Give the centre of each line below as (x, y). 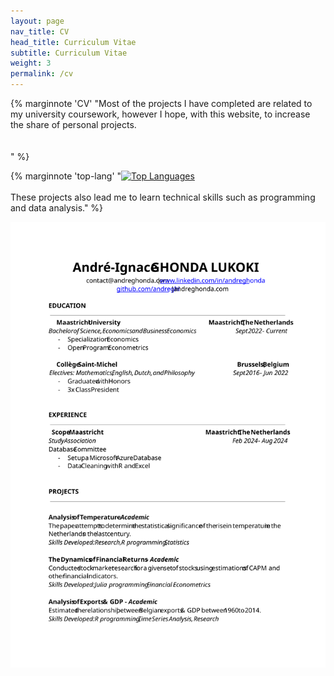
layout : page (37, 21)
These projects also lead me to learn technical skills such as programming (163, 197)
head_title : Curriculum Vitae (73, 42)
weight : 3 (31, 63)
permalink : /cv (42, 74)
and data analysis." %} (57, 208)
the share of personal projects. (73, 124)
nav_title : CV (40, 31)
